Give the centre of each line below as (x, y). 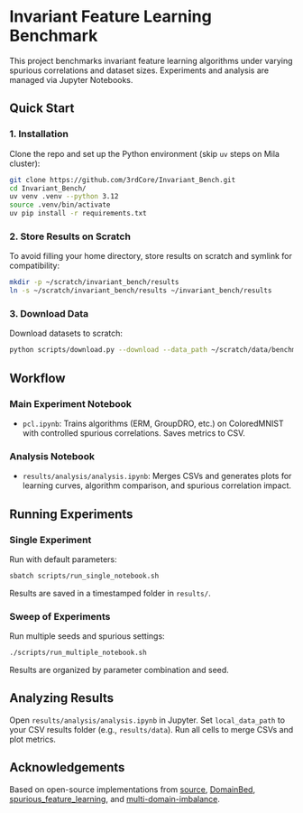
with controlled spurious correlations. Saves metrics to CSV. (134, 433)
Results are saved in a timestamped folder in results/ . (110, 593)
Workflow (37, 378)
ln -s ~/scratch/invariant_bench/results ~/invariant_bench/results (141, 291)
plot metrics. (33, 739)
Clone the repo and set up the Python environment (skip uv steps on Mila (144, 153)
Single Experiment (50, 540)
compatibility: (35, 266)
